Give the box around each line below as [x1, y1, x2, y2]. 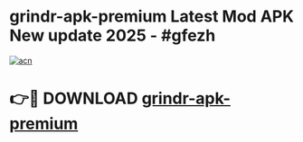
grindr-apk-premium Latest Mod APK [9, 6, 294, 27]
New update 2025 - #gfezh [9, 25, 216, 46]
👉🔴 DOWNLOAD [9, 88, 138, 109]
